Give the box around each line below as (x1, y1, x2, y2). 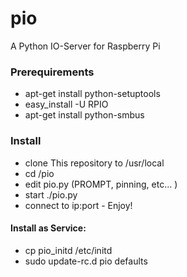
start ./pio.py (24, 188, 78, 201)
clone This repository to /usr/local (24, 157, 165, 169)
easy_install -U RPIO (24, 98, 109, 111)
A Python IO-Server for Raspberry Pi (10, 40, 161, 52)
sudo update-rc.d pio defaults (24, 255, 148, 267)
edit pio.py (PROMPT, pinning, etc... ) (24, 178, 178, 190)
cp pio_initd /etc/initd (24, 244, 113, 256)
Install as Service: (10, 222, 87, 234)
